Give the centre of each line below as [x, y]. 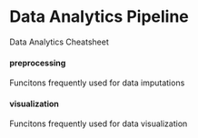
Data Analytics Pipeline [99, 17]
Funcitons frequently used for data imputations [97, 83]
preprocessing [38, 63]
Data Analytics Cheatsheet [59, 42]
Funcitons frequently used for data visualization [99, 123]
